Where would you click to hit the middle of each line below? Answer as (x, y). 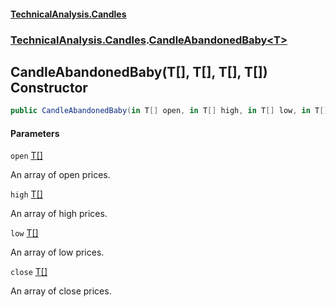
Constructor (49, 87)
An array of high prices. (59, 214)
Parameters (35, 133)
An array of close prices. (61, 291)
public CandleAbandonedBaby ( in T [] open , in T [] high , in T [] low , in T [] (169, 111)
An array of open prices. (60, 175)
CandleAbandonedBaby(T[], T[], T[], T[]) (139, 71)
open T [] (26, 156)
